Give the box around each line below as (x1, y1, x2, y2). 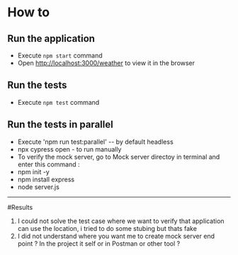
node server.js (17, 182, 60, 191)
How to (7, 4, 50, 21)
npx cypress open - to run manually (17, 144, 122, 153)
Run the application (7, 33, 96, 45)
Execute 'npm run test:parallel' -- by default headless (17, 137, 174, 146)
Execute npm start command (17, 51, 103, 59)
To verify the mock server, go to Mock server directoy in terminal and (17, 152, 220, 161)
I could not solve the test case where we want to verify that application (17, 217, 225, 225)
